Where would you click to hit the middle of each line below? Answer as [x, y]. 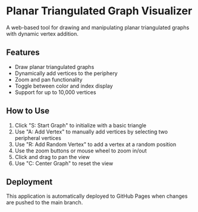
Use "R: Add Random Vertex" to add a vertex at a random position [95, 144]
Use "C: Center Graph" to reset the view [64, 163]
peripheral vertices [38, 138]
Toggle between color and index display [64, 86]
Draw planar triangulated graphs [54, 67]
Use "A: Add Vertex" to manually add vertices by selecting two [91, 132]
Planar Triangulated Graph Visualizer [99, 11]
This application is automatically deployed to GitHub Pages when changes [97, 196]
